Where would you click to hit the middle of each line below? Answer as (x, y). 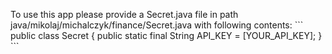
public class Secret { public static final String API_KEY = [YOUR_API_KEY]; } (166, 35)
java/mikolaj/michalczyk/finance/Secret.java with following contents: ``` (157, 25)
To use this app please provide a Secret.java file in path (124, 14)
